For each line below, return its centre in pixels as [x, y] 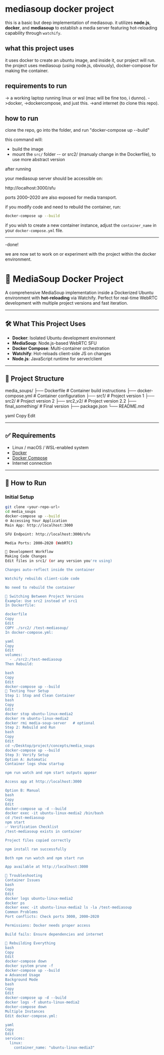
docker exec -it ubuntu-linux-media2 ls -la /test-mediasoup [69, 908]
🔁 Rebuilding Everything [30, 943]
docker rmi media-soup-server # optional [50, 723]
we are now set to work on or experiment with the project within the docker [81, 254]
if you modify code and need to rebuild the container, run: [63, 207]
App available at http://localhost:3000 [47, 867]
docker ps [15, 903]
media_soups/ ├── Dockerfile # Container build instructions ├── [71, 390]
